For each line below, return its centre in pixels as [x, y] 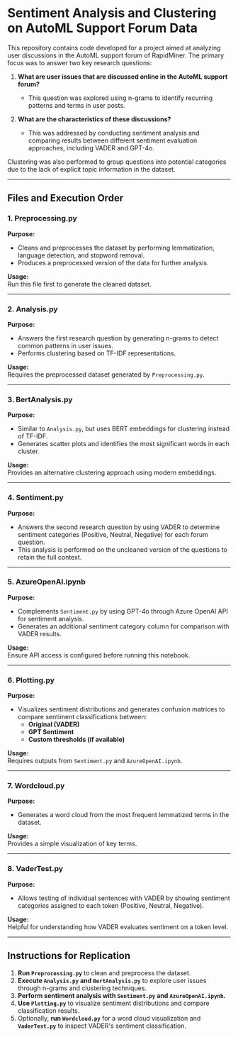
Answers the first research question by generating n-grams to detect [118, 338]
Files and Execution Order [66, 198]
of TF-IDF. [33, 436]
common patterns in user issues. [65, 345]
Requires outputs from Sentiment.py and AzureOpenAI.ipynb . [95, 761]
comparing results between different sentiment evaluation [113, 140]
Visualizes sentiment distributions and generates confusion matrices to [121, 709]
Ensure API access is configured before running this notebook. [99, 655]
